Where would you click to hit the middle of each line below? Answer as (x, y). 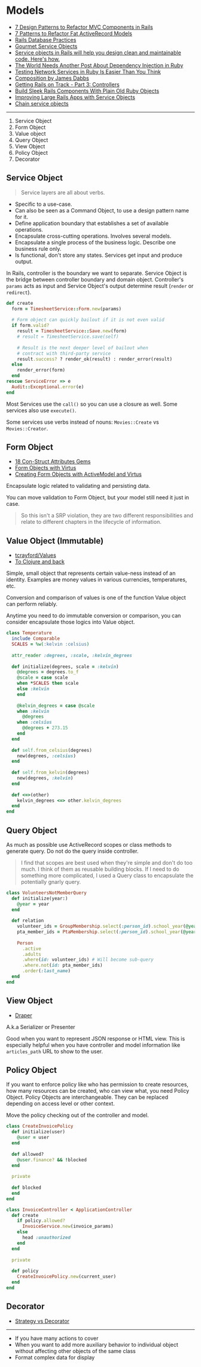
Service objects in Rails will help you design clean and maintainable (98, 52)
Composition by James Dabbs (52, 78)
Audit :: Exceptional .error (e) (48, 387)
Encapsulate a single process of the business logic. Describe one (95, 242)
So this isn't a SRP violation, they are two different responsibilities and (107, 515)
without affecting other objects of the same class (75, 1351)
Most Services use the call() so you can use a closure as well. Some (92, 404)
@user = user (33, 1138)
